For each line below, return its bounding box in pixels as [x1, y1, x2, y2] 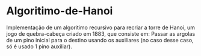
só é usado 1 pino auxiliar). [6, 43, 72, 50]
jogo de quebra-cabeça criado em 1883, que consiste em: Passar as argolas [6, 30, 196, 37]
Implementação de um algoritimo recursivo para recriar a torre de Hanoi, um [6, 24, 196, 31]
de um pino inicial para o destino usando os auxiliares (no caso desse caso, [6, 36, 194, 43]
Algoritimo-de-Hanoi [6, 4, 113, 18]
